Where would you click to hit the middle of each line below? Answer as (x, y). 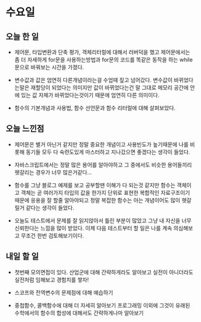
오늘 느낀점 (25, 129)
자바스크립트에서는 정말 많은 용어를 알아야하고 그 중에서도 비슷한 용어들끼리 (103, 165)
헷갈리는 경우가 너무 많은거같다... (53, 172)
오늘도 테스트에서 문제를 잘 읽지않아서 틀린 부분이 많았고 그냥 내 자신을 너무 (103, 220)
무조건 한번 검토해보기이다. (53, 235)
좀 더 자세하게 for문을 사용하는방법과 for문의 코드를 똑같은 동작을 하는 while (104, 60)
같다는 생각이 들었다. (50, 207)
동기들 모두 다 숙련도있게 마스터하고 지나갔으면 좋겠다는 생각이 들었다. (108, 152)
